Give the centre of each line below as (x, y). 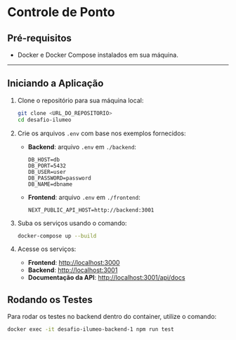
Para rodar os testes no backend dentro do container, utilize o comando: (112, 317)
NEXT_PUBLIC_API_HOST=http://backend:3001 (91, 210)
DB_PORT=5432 (47, 165)
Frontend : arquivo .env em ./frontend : (84, 197)
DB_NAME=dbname (50, 184)
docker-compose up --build (57, 236)
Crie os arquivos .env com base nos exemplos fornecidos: (101, 133)
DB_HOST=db (44, 159)
